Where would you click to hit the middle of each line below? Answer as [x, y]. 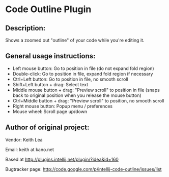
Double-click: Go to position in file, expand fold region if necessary [83, 74]
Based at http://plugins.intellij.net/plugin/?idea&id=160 [62, 159]
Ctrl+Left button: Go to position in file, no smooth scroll [70, 79]
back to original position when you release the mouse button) [77, 95]
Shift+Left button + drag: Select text [50, 84]
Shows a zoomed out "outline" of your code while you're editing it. [75, 40]
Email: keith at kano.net [30, 149]
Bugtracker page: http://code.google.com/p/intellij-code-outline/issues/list [83, 169]
